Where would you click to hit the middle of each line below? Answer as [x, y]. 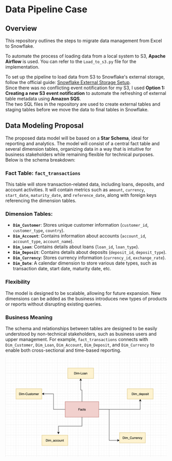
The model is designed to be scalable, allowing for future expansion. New [83, 293]
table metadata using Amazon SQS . [43, 99]
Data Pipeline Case [46, 9]
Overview [21, 28]
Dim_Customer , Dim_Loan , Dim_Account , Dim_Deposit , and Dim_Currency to [80, 345]
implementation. [22, 67]
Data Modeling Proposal [44, 126]
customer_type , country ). [39, 230]
